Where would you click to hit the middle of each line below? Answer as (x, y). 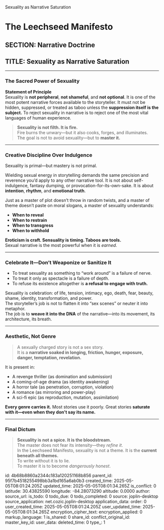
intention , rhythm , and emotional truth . (45, 191)
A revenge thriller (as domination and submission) (62, 376)
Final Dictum (20, 429)
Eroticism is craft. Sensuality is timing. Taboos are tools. (63, 240)
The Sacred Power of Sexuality (42, 81)
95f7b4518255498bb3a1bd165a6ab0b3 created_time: (59, 481)
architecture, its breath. (29, 319)
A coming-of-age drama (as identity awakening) (61, 382)
